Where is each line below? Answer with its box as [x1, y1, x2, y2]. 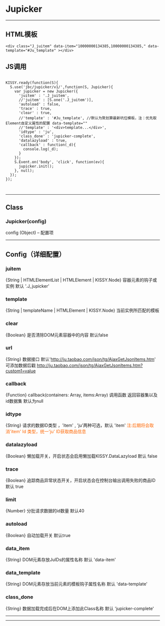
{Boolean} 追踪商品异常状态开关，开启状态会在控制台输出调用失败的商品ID [5, 477, 156, 483]
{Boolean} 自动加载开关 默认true [5, 532, 71, 538]
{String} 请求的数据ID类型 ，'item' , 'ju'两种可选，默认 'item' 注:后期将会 [5, 422, 150, 428]
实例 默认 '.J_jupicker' [5, 283, 49, 289]
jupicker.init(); [18, 164, 54, 169]
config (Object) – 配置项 [5, 230, 54, 236]
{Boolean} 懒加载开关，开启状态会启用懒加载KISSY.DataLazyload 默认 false [5, 453, 158, 459]
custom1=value [5, 368, 36, 374]
